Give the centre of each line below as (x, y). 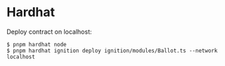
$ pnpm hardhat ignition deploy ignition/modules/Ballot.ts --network (112, 51)
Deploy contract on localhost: (49, 32)
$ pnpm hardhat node (37, 44)
